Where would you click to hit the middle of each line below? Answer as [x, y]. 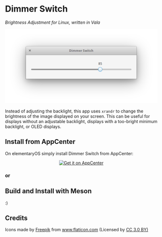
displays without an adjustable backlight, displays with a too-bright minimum [81, 121]
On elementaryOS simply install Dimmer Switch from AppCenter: [69, 153]
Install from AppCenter [40, 142]
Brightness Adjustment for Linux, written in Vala [53, 22]
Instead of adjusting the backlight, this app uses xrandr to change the [74, 111]
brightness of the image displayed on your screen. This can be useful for [77, 116]
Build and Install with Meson [48, 191]
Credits [16, 218]
